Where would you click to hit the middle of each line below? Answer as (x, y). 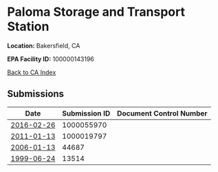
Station (28, 26)
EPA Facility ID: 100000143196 (51, 58)
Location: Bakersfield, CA (44, 45)
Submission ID (86, 113)
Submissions (35, 94)
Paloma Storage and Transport (96, 12)
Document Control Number (162, 113)
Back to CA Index (32, 72)
